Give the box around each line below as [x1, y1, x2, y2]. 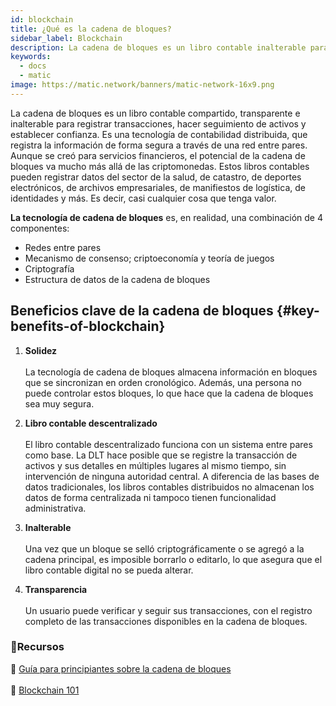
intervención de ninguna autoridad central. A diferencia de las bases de [24, 470, 320, 482]
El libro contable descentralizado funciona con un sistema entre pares [24, 438, 313, 450]
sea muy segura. [24, 397, 95, 410]
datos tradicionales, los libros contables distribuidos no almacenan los [24, 481, 315, 493]
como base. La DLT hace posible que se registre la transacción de [24, 449, 298, 461]
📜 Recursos [10, 640, 65, 654]
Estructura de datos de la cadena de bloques [24, 273, 211, 285]
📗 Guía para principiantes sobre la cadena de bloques [10, 662, 232, 675]
